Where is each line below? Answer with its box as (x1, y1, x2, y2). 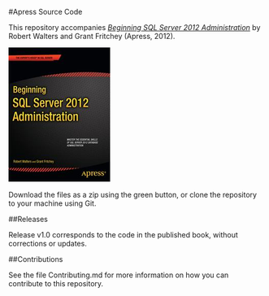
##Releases (8, 215, 49, 224)
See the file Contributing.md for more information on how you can (8, 270, 229, 280)
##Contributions (8, 255, 63, 263)
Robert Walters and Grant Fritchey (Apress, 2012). (8, 32, 176, 41)
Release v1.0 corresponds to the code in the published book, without (8, 230, 238, 239)
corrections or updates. (8, 239, 87, 248)
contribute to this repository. (8, 279, 104, 288)
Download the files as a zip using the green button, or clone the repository (8, 190, 258, 199)
